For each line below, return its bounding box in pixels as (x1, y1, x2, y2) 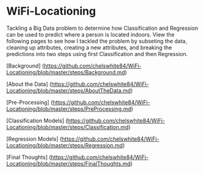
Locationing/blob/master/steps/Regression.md (6, 141, 123, 149)
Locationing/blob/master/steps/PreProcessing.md (6, 105, 132, 112)
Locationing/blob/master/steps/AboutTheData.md (6, 86, 131, 94)
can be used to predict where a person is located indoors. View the (6, 30, 175, 38)
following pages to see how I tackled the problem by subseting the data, (6, 37, 188, 44)
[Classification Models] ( (6, 117, 68, 124)
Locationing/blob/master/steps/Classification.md (6, 123, 129, 130)
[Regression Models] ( (6, 135, 62, 143)
